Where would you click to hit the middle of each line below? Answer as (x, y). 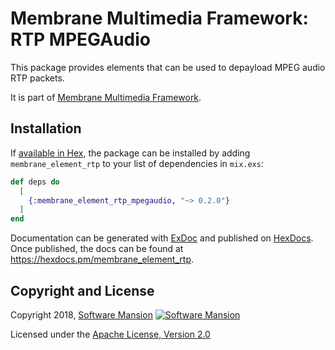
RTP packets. (37, 78)
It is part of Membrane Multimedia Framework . (106, 97)
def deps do (35, 182)
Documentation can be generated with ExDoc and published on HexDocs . (162, 238)
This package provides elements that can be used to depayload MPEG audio (168, 67)
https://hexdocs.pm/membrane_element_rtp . (102, 259)
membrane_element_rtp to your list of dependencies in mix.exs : (137, 163)
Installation (46, 128)
